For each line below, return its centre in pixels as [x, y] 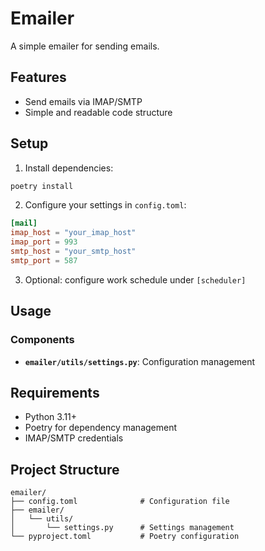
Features [38, 77]
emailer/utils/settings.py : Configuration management [140, 361]
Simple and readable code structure [98, 112]
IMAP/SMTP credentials [74, 438]
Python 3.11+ [51, 417]
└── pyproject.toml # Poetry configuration [125, 537]
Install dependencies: [69, 168]
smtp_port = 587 [44, 260]
